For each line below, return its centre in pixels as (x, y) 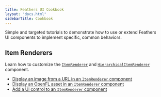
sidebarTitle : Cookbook (29, 18)
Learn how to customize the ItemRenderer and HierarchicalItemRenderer (78, 65)
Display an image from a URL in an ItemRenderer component (72, 79)
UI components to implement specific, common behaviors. (64, 37)
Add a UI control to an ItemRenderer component (60, 89)
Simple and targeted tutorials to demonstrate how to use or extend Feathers (81, 32)
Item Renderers (29, 53)
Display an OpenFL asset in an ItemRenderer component (68, 84)
